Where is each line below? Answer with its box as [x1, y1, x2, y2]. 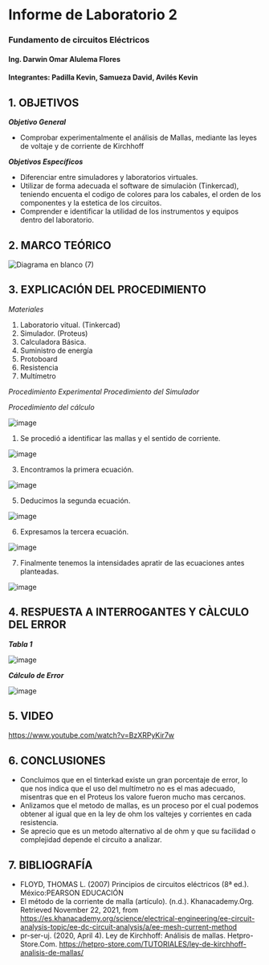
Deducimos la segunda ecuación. [19, 496, 131, 505]
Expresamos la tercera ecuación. [19, 526, 129, 536]
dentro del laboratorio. [19, 215, 95, 225]
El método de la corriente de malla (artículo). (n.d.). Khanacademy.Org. [19, 896, 255, 906]
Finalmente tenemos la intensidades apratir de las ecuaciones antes [19, 558, 245, 567]
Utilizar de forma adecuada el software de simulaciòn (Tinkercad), [19, 181, 239, 190]
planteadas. [19, 566, 59, 576]
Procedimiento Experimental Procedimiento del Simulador [8, 386, 200, 396]
